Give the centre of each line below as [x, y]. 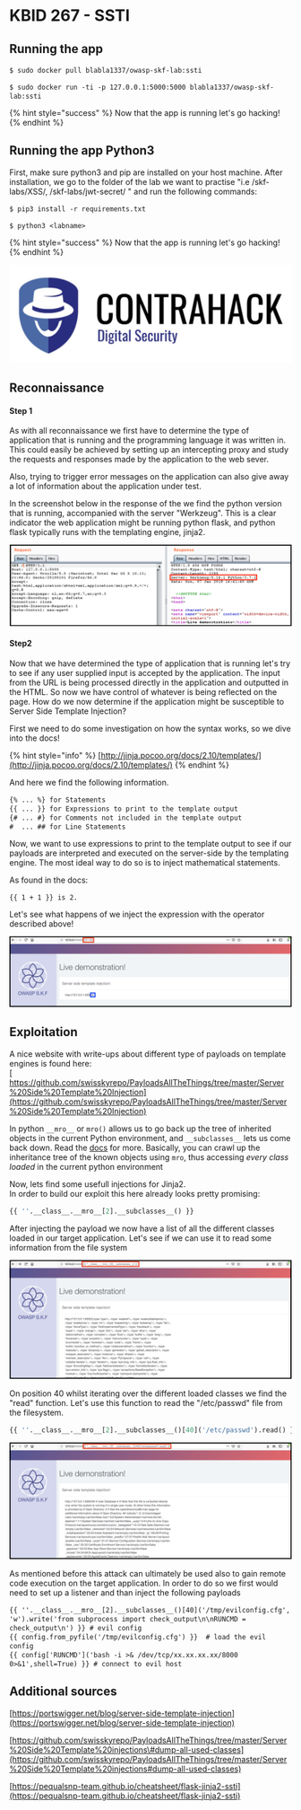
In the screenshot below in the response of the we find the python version [146, 504]
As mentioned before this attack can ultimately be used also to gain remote [148, 1573]
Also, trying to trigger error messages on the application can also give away [149, 477]
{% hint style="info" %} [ [55, 756]
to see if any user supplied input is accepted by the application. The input [145, 673]
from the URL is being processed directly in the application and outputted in [149, 682]
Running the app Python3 [82, 150]
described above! [42, 924]
